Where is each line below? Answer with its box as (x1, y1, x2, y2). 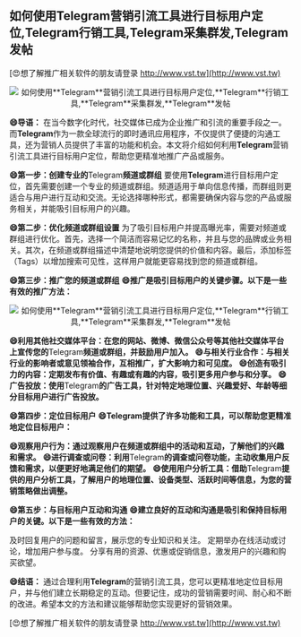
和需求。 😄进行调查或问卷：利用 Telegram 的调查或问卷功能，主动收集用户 (9, 452, 282, 462)
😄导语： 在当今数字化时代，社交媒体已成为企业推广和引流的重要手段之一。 (9, 116, 287, 127)
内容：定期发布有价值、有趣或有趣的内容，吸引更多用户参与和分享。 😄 (24, 368, 287, 379)
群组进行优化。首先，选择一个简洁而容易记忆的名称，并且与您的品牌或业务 (9, 233, 284, 244)
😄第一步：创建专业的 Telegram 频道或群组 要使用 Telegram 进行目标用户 (9, 169, 271, 180)
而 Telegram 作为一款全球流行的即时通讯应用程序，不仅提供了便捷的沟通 (9, 128, 273, 139)
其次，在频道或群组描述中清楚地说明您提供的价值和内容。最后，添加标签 (24, 245, 292, 255)
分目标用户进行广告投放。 (9, 391, 104, 401)
